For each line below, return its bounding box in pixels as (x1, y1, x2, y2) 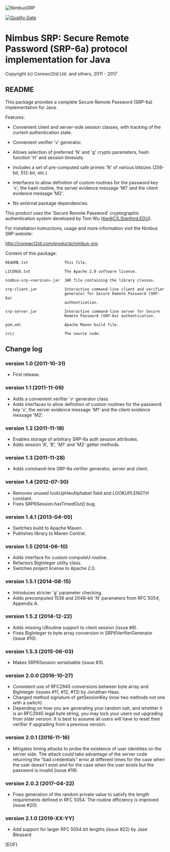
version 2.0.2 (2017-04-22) (5, 779, 75, 787)
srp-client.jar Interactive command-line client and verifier (5, 287, 165, 292)
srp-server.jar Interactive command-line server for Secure (5, 309, 160, 314)
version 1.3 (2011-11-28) (5, 454, 65, 461)
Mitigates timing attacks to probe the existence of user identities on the (12, 745, 162, 752)
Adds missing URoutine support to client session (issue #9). (12, 624, 138, 630)
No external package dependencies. (12, 200, 89, 206)
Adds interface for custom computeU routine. (12, 555, 108, 561)
